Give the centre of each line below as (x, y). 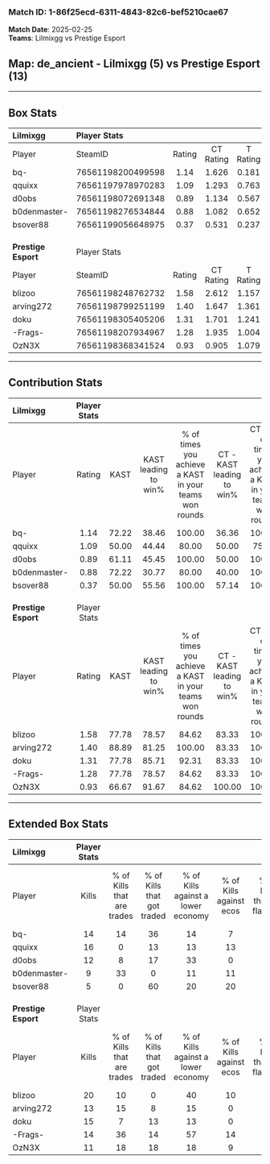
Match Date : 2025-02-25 (50, 30)
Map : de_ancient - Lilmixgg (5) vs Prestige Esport (135, 63)
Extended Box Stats (58, 824)
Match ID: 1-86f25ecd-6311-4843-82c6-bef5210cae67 (119, 12)
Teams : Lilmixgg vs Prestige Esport (67, 38)
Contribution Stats (55, 382)
